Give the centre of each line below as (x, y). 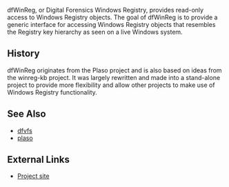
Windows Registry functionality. (52, 92)
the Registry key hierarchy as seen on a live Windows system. (95, 32)
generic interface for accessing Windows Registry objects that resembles (111, 24)
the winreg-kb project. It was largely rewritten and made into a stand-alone (114, 77)
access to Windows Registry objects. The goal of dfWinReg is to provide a (112, 17)
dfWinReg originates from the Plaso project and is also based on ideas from (114, 70)
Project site (33, 176)
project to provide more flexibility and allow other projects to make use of (111, 85)
